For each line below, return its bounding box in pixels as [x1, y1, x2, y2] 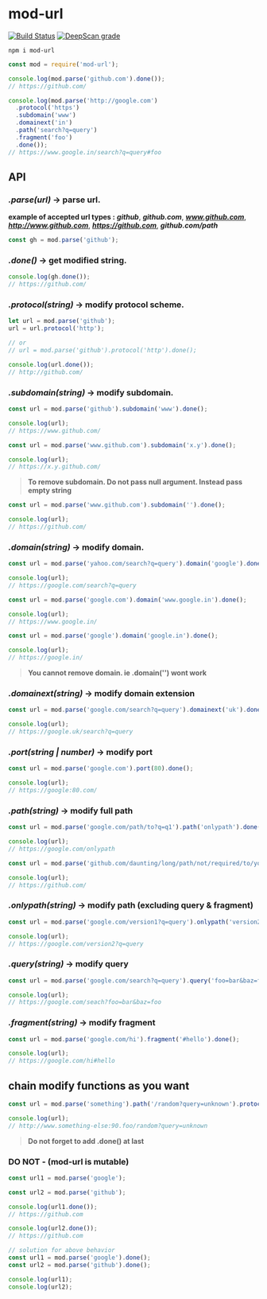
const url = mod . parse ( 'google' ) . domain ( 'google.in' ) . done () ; [8, 632, 219, 640]
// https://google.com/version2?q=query [8, 939, 145, 947]
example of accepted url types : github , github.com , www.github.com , [8, 212, 246, 222]
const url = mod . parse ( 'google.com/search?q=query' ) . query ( [8, 976, 212, 985]
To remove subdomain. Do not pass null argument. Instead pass [27, 477, 243, 487]
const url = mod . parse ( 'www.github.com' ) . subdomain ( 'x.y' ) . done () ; [8, 441, 237, 449]
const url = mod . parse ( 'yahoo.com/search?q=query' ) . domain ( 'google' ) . [8, 560, 247, 568]
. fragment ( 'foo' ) [15, 133, 73, 142]
